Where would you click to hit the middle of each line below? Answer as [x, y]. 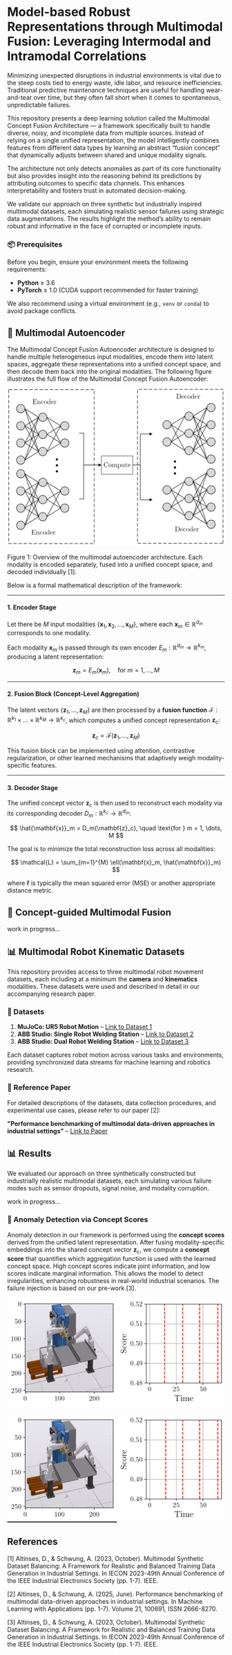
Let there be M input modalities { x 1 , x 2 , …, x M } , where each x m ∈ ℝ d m [105, 624]
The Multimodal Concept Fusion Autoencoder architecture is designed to [111, 350]
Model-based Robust [69, 12]
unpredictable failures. [39, 105]
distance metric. [30, 891]
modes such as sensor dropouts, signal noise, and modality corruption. [108, 1188]
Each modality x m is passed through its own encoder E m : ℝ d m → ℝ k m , [107, 647]
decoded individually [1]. [42, 571]
